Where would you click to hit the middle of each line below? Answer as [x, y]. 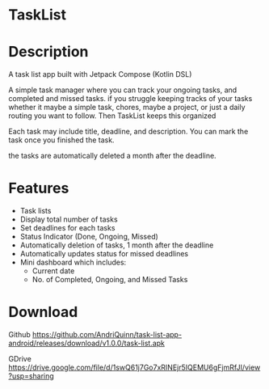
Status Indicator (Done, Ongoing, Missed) [89, 237]
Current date [53, 271]
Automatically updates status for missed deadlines [104, 254]
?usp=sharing [31, 376]
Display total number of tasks [69, 219]
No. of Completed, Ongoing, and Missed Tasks [110, 280]
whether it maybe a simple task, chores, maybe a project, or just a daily [127, 108]
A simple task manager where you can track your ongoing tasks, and [123, 90]
